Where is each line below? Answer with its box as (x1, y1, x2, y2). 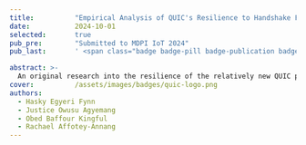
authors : (9, 88, 43, 98)
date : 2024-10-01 (9, 22, 117, 31)
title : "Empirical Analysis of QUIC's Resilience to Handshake (9, 13, 291, 23)
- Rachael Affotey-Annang (17, 122, 117, 131)
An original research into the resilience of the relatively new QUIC (17, 72, 291, 82)
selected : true (9, 30, 92, 39)
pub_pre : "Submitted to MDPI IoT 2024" (9, 38, 189, 48)
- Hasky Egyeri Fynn (17, 97, 96, 106)
